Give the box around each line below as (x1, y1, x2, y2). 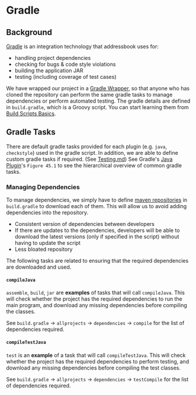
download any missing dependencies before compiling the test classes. (6, 364, 181, 371)
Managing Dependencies (6, 183, 80, 191)
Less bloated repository (14, 246, 73, 253)
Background (6, 27, 52, 37)
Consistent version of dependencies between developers (14, 221, 155, 228)
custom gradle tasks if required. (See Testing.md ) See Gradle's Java (6, 155, 173, 163)
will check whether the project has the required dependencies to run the (6, 295, 182, 302)
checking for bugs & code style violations (14, 60, 116, 68)
